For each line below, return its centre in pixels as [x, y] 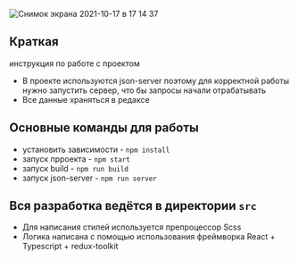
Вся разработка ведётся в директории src [133, 206]
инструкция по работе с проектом [74, 63]
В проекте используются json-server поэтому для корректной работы [156, 80]
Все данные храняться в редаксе [86, 99]
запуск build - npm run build [75, 168]
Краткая [34, 42]
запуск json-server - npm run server [90, 178]
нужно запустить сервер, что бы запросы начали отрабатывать [144, 90]
